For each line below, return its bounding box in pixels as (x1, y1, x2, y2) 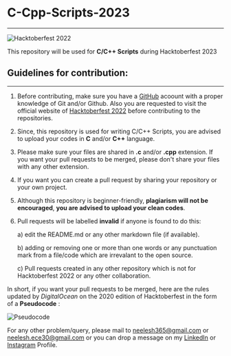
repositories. (16, 113, 53, 122)
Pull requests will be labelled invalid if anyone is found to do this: (16, 216, 201, 225)
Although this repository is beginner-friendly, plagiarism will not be (16, 196, 208, 204)
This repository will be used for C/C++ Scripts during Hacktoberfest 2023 (7, 47, 217, 56)
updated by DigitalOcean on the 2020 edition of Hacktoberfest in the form (7, 292, 217, 300)
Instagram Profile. (7, 340, 58, 348)
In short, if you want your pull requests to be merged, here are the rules (7, 285, 210, 293)
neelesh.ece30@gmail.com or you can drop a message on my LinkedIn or (7, 333, 217, 342)
